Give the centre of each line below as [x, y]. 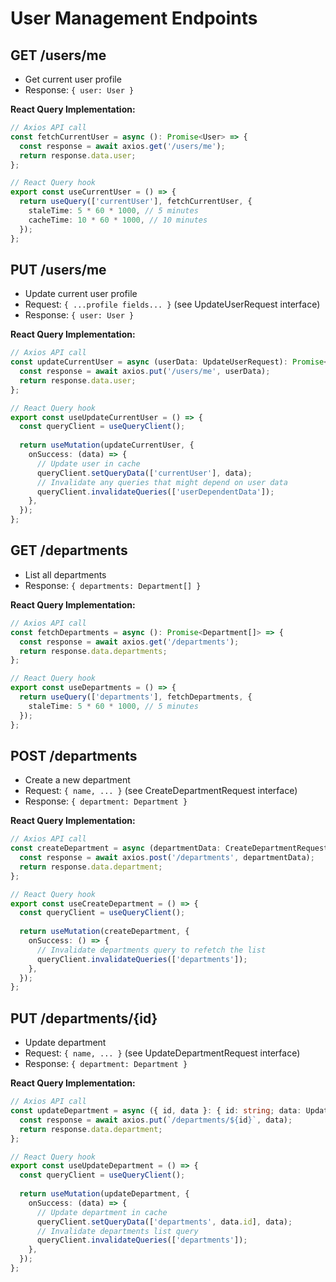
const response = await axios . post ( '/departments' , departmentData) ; [167, 858]
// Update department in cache [102, 1212]
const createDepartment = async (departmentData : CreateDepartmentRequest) [171, 848]
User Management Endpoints [134, 18]
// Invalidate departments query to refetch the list [151, 950]
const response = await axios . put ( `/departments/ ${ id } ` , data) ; [156, 1120]
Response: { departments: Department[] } [113, 585]
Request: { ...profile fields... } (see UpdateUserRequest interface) [172, 304]
